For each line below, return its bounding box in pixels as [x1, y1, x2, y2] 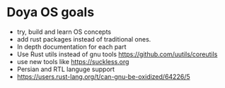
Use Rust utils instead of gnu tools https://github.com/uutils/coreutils [16, 50, 218, 58]
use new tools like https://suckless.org [16, 57, 129, 65]
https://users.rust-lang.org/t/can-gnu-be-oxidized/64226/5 [16, 72, 190, 81]
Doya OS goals [6, 4, 95, 20]
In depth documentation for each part [16, 42, 127, 51]
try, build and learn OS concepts [16, 27, 111, 36]
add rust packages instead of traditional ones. [16, 34, 151, 43]
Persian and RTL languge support [16, 65, 115, 73]
